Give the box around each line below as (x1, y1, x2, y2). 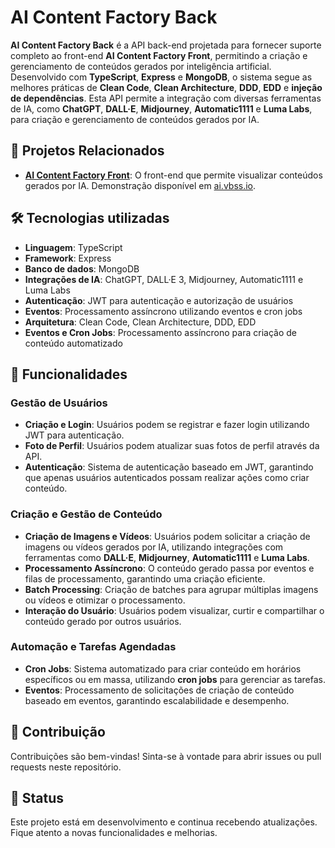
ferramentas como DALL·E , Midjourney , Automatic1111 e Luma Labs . (24, 551, 310, 563)
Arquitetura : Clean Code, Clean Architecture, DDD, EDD (24, 316, 257, 328)
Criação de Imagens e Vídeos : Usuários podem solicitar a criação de (24, 530, 311, 542)
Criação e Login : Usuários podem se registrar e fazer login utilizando (24, 419, 310, 431)
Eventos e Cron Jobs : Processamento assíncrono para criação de (24, 326, 297, 338)
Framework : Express (24, 252, 112, 264)
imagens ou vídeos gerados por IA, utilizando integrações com (24, 541, 284, 553)
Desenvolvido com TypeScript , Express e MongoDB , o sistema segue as (10, 71, 313, 83)
